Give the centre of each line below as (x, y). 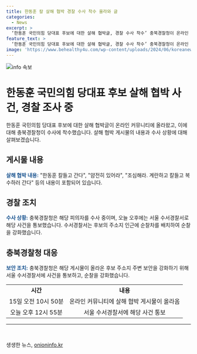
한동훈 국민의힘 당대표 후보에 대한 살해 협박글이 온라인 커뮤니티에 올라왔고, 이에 (97, 125)
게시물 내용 (25, 160)
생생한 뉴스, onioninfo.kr (35, 345)
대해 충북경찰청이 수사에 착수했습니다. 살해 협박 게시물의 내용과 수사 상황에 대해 (97, 132)
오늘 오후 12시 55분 (36, 312)
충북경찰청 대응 (32, 253)
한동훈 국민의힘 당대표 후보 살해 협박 (88, 93)
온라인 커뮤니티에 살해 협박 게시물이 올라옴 (125, 301)
